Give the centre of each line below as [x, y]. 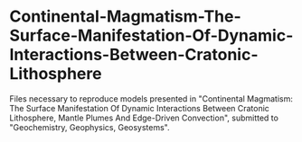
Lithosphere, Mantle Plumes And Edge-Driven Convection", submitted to [144, 118]
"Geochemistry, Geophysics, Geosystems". [90, 127]
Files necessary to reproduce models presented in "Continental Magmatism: [151, 98]
